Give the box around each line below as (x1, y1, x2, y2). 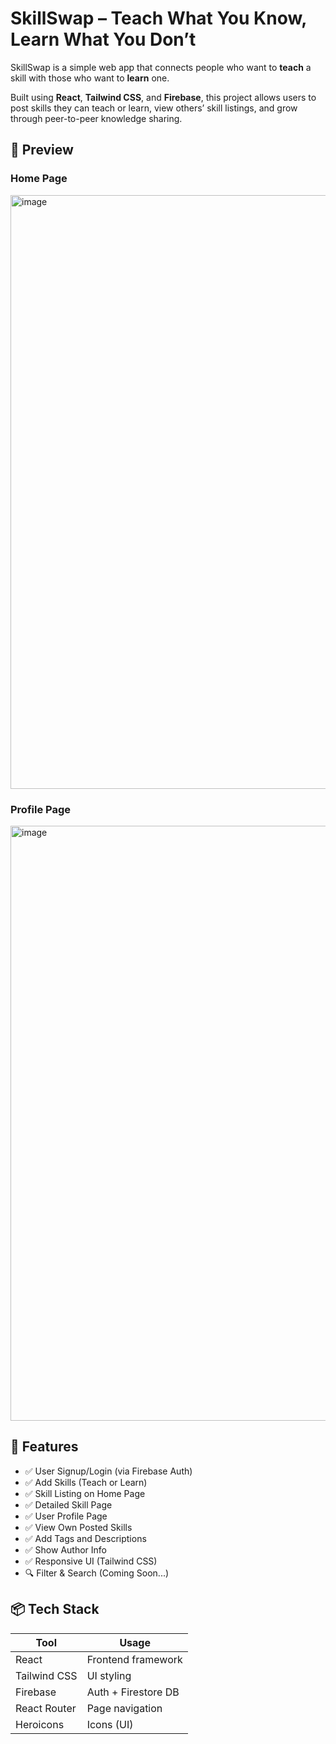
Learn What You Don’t (10, 28, 197, 51)
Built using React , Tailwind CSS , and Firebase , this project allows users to (10, 91, 317, 103)
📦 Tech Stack (10, 1601, 100, 1618)
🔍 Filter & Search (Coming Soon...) (24, 1567, 170, 1579)
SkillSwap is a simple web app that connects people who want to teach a (10, 61, 312, 73)
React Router (15, 1701, 77, 1715)
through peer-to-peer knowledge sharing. (10, 112, 183, 124)
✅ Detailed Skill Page (24, 1498, 113, 1511)
